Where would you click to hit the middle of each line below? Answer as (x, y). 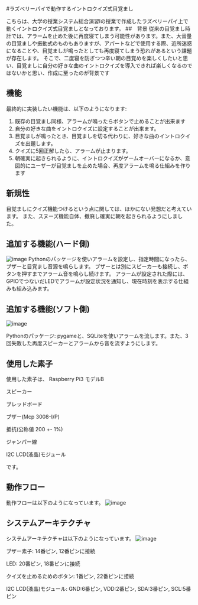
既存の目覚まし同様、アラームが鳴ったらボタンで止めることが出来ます (100, 121)
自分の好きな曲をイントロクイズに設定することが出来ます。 (87, 128)
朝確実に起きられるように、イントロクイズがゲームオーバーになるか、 (100, 158)
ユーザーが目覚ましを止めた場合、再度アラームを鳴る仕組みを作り (111, 165)
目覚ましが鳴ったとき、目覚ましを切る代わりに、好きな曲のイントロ (97, 136)
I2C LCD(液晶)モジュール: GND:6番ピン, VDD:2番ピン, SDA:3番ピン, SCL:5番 (99, 588)
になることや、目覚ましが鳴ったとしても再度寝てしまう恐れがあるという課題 (99, 51)
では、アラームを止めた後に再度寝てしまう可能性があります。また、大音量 (101, 36)
